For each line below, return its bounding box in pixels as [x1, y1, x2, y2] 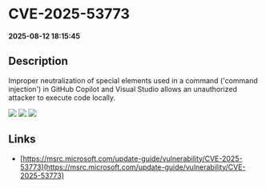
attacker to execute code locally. [8, 93, 116, 102]
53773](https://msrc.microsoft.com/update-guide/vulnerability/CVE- [19, 162, 246, 172]
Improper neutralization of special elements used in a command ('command [8, 75, 258, 85]
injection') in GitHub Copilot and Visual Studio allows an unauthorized [8, 84, 238, 94]
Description [8, 54, 68, 68]
